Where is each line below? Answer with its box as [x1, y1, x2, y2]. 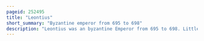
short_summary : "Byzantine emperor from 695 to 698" [6, 20, 143, 26]
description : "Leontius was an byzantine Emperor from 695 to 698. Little [6, 25, 200, 32]
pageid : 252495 [6, 8, 45, 15]
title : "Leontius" [6, 14, 53, 20]
